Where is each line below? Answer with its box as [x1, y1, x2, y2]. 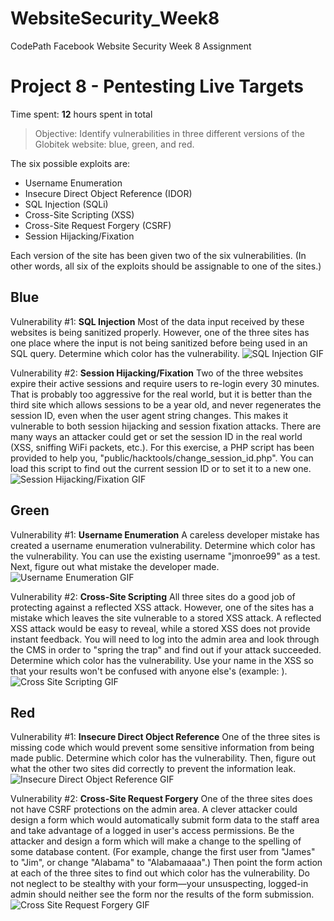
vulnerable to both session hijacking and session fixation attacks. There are [10, 420, 322, 432]
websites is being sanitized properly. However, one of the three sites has [10, 326, 310, 338]
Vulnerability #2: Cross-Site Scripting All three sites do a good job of [10, 590, 296, 602]
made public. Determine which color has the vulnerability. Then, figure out [10, 752, 316, 764]
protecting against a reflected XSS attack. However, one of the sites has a [10, 601, 315, 613]
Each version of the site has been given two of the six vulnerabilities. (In [10, 249, 307, 261]
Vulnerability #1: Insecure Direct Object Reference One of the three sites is [10, 731, 321, 743]
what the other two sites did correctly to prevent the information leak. [10, 763, 297, 775]
